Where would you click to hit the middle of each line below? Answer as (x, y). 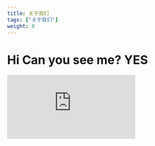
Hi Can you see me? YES (77, 60)
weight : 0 (21, 26)
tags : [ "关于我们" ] (33, 20)
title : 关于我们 (28, 13)
